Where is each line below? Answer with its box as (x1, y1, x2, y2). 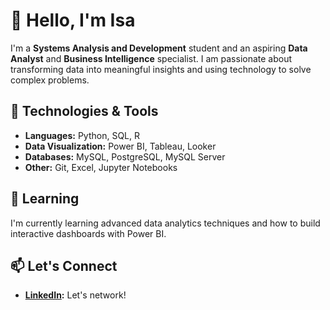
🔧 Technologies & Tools (10, 103, 159, 120)
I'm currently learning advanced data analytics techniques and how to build (10, 217, 321, 229)
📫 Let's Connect (10, 257, 118, 274)
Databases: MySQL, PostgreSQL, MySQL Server (24, 150, 226, 163)
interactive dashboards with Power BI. (10, 227, 167, 239)
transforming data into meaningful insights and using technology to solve (10, 63, 312, 75)
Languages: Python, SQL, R (24, 129, 140, 141)
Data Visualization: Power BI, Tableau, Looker (24, 140, 217, 152)
